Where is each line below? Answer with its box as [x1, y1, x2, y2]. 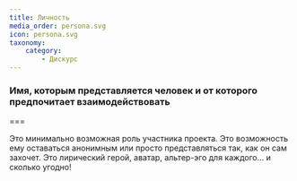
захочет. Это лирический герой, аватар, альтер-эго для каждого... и [9, 152, 272, 163]
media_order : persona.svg [9, 22, 106, 30]
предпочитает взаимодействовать [9, 95, 170, 108]
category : [25, 47, 63, 56]
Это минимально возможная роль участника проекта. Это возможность [9, 134, 289, 144]
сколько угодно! [9, 162, 72, 173]
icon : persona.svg [9, 30, 78, 39]
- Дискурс [41, 55, 78, 64]
